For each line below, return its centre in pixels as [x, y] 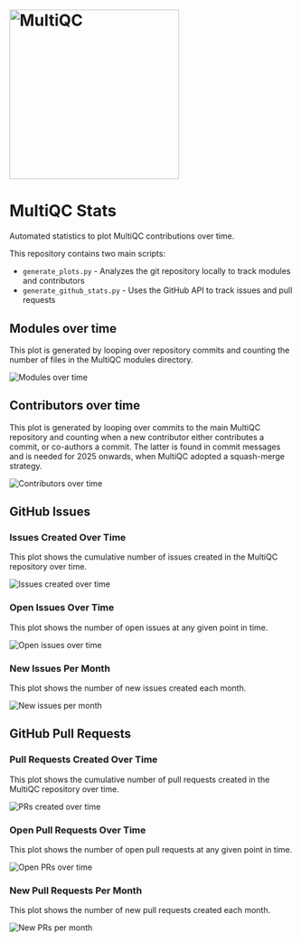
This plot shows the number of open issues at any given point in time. [139, 627]
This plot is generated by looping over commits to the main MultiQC [135, 427]
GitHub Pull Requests [71, 734]
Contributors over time [75, 405]
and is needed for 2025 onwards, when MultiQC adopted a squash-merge [147, 456]
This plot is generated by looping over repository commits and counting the [150, 350]
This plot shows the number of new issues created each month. [128, 688]
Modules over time [63, 329]
